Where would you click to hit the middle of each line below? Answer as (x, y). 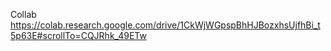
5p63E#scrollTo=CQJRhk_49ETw (78, 35)
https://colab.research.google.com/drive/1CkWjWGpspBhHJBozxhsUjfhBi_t (165, 25)
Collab (23, 14)
